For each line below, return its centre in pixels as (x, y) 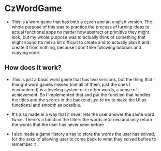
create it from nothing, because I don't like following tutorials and (76, 47)
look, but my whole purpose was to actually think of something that (79, 37)
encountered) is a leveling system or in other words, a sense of (74, 89)
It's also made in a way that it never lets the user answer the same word (83, 114)
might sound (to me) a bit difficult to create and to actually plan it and (80, 42)
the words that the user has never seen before (58, 124)
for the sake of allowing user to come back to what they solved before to (84, 139)
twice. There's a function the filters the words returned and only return (82, 119)
